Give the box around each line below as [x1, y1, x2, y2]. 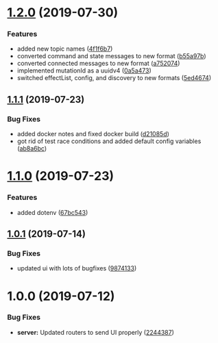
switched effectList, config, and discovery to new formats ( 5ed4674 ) [16, 74, 211, 82]
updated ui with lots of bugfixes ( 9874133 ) [16, 264, 137, 272]
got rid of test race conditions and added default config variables [16, 137, 202, 145]
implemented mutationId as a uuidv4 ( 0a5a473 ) [16, 66, 152, 75]
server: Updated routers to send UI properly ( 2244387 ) [16, 328, 175, 336]
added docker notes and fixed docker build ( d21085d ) [16, 130, 170, 138]
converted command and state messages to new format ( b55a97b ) [16, 52, 207, 60]
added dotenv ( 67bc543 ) [16, 208, 88, 216]
